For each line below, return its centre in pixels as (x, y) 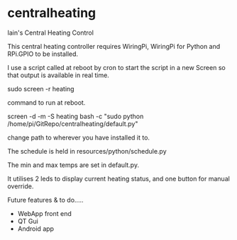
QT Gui (28, 221)
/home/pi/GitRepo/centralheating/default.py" (73, 124)
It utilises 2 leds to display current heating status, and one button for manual (119, 178)
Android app (36, 229)
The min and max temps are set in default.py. (73, 165)
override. (21, 186)
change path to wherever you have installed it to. (79, 137)
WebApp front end (45, 213)
